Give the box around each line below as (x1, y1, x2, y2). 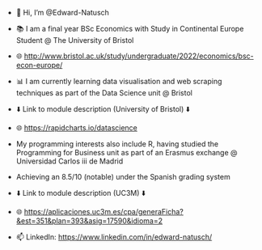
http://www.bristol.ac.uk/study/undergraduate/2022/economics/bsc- (23, 51, 254, 61)
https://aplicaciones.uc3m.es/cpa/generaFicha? (23, 207, 184, 216)
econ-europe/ (15, 61, 63, 70)
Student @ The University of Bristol (15, 36, 134, 44)
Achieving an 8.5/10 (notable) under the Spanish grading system (15, 172, 230, 181)
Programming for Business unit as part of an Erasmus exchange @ (15, 148, 238, 157)
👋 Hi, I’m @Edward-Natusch (15, 8, 109, 17)
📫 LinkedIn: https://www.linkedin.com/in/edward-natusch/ (15, 232, 213, 242)
